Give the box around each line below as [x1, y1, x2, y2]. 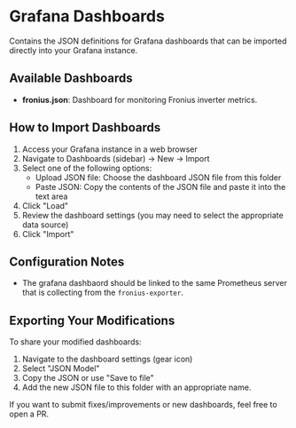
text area [35, 191, 68, 202]
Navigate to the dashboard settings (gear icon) [21, 353, 193, 365]
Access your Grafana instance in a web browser [21, 144, 198, 155]
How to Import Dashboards [9, 120, 161, 135]
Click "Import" [21, 228, 74, 239]
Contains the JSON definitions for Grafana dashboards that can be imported [9, 36, 287, 46]
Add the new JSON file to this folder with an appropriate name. [21, 382, 252, 392]
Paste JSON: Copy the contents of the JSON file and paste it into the [35, 181, 286, 192]
